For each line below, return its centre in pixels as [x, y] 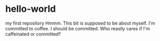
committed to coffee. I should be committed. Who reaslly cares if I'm [78, 28]
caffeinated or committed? [33, 34]
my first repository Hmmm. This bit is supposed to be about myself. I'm [80, 23]
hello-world [31, 9]
